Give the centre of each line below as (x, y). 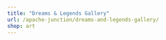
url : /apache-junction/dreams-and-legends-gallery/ (83, 20)
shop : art (21, 26)
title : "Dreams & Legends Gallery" (58, 13)
